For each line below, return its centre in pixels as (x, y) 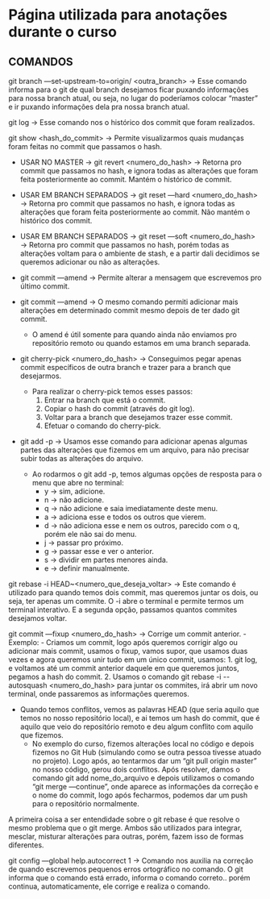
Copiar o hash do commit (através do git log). (119, 408)
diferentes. (26, 845)
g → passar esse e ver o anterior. (99, 551)
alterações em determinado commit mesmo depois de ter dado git (130, 310)
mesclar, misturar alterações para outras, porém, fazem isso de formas (126, 837)
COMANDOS (41, 62)
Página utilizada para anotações (118, 15)
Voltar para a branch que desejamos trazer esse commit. (138, 417)
